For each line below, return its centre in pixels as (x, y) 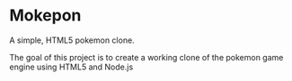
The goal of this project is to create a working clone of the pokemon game (146, 57)
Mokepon (45, 16)
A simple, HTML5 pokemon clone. (72, 40)
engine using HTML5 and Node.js (71, 67)
